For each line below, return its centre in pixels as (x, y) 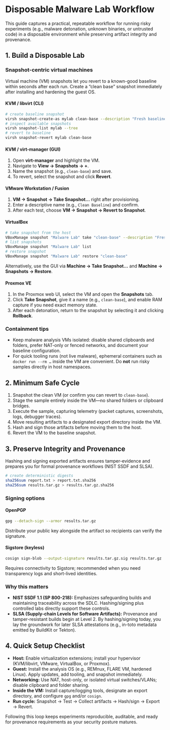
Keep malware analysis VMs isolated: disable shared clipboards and (83, 340)
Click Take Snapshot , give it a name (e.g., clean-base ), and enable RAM (88, 300)
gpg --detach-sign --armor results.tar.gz (51, 521)
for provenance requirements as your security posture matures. (71, 722)
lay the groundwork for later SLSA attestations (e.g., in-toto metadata (84, 624)
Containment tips (27, 329)
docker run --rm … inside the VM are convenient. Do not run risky (81, 362)
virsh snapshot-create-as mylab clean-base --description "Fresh (75, 119)
